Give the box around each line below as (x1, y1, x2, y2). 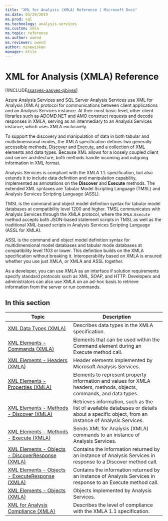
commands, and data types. (73, 390, 138, 397)
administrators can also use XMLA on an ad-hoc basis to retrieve (5, 279, 139, 285)
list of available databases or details (73, 404, 157, 411)
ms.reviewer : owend (5, 40, 46, 45)
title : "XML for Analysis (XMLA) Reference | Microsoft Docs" (5, 7, 137, 13)
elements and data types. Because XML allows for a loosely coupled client (5, 149, 158, 155)
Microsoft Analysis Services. (73, 363, 140, 370)
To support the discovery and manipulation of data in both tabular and (5, 133, 149, 139)
